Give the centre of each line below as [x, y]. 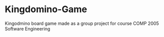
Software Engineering [28, 28]
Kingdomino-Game [46, 9]
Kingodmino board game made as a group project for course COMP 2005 [82, 23]
